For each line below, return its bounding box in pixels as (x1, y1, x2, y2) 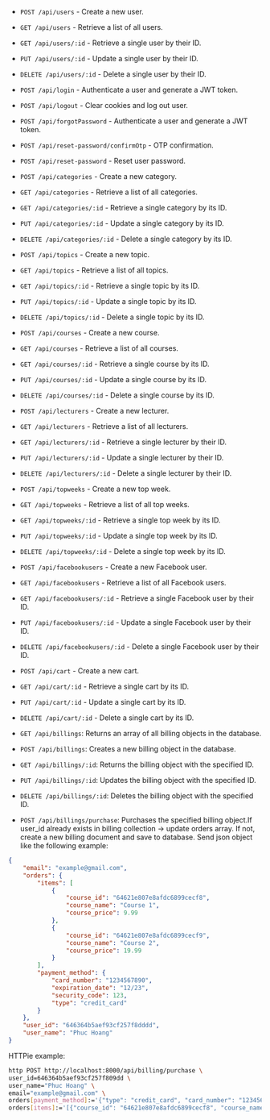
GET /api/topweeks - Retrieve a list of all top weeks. (19, 500, 190, 509)
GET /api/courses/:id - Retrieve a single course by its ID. (19, 359, 211, 368)
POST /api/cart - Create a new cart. (19, 666, 139, 676)
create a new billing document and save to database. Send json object (19, 832, 253, 842)
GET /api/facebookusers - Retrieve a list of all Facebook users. (19, 578, 227, 587)
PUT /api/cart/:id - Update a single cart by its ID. (19, 697, 186, 706)
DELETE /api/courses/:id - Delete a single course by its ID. (19, 390, 215, 400)
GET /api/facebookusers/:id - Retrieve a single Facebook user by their (19, 593, 255, 603)
